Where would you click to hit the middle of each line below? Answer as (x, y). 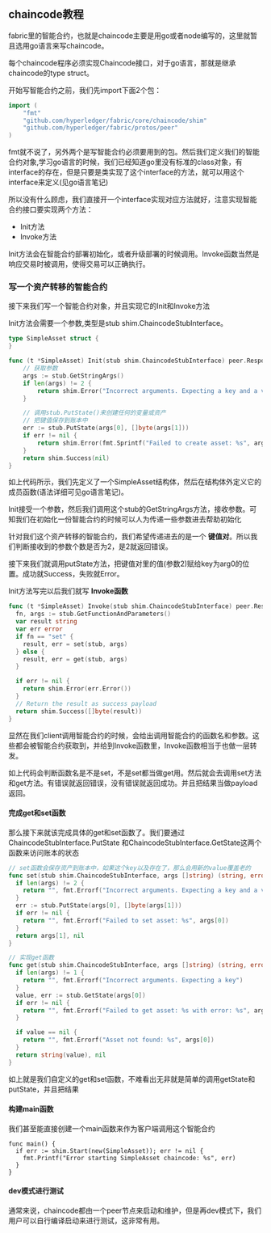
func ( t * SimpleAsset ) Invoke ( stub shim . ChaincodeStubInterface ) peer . (131, 606)
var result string (47, 622)
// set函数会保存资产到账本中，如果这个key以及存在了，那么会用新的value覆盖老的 (130, 868)
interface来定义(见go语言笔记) (58, 182)
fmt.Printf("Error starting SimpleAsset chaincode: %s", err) (129, 1158)
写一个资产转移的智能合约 (58, 287)
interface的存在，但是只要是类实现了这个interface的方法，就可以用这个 (126, 172)
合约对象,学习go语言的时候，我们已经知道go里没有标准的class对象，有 (126, 162)
